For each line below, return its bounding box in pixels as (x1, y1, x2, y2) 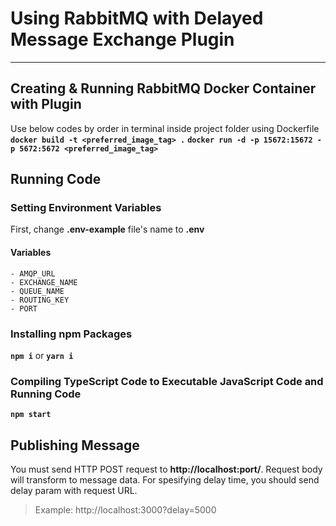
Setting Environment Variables (10, 201, 162, 215)
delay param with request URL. (10, 485, 138, 497)
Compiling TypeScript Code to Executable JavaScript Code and (10, 374, 324, 388)
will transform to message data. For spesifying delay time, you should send (10, 474, 320, 486)
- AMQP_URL (10, 268, 56, 279)
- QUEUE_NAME (10, 286, 65, 296)
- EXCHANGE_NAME (10, 277, 78, 287)
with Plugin (10, 96, 82, 113)
